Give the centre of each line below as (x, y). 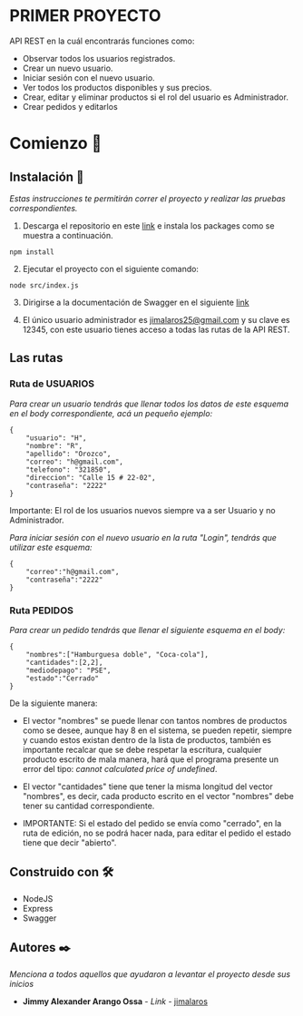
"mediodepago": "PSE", (68, 670)
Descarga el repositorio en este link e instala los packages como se (148, 225)
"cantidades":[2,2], (64, 662)
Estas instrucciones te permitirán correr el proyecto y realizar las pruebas (147, 198)
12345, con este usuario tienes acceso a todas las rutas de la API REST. (156, 329)
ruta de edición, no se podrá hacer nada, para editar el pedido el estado (157, 833)
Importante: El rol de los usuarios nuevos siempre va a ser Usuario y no (142, 510)
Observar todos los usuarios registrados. (99, 58)
